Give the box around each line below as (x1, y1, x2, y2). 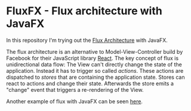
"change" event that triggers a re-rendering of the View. (6, 86, 144, 93)
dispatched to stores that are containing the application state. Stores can (6, 73, 185, 81)
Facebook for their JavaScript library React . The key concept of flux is (6, 54, 179, 61)
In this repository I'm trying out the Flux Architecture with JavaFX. (6, 36, 168, 44)
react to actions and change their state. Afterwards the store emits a (6, 79, 174, 87)
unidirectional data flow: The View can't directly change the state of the (6, 61, 182, 68)
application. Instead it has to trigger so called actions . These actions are (6, 67, 184, 74)
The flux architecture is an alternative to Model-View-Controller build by (6, 48, 183, 55)
